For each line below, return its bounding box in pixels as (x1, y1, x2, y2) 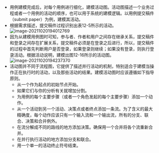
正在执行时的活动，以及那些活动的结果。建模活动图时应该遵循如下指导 (14, 70, 154, 75)
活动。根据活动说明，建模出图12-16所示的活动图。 (14, 52, 114, 57)
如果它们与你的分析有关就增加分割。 (16, 88, 90, 94)
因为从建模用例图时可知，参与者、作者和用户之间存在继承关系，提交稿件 (9, 34, 154, 39)
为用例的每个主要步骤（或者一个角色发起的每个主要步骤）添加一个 (16, 94, 149, 99)
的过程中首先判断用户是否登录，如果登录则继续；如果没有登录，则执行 (9, 46, 150, 52)
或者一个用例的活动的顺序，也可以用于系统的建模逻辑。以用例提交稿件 (14, 10, 154, 16)
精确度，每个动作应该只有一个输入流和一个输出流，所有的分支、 (16, 112, 144, 118)
